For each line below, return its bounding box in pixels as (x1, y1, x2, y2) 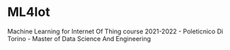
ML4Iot (7, 4, 51, 20)
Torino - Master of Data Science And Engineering (7, 34, 151, 42)
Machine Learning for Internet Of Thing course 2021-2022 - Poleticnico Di (7, 27, 224, 35)
